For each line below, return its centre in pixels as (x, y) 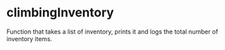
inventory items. (29, 38)
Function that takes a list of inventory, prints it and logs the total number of (112, 32)
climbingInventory (60, 13)
